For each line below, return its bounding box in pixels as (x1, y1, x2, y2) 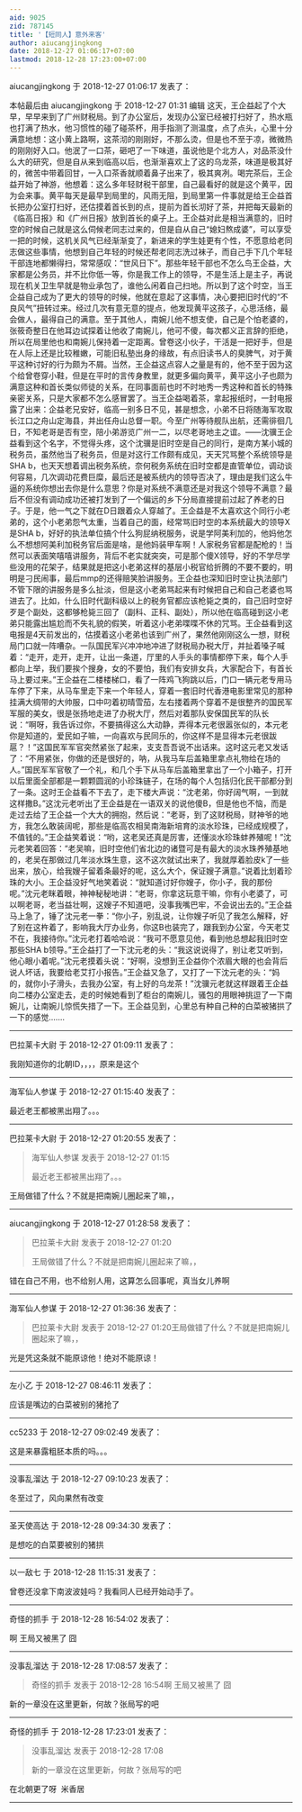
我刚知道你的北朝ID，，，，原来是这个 (9, 1059, 139, 1069)
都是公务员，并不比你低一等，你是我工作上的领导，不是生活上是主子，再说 (16, 269, 293, 279)
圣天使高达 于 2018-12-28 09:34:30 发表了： (9, 1520, 174, 1531)
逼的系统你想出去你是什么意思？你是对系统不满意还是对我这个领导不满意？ (9, 483, 285, 494)
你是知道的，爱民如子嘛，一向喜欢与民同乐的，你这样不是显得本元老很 (9, 730, 270, 741)
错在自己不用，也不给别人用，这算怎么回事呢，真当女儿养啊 (9, 1275, 230, 1286)
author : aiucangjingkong (9, 38, 102, 48)
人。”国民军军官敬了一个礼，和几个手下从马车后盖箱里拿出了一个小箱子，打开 (9, 765, 293, 775)
